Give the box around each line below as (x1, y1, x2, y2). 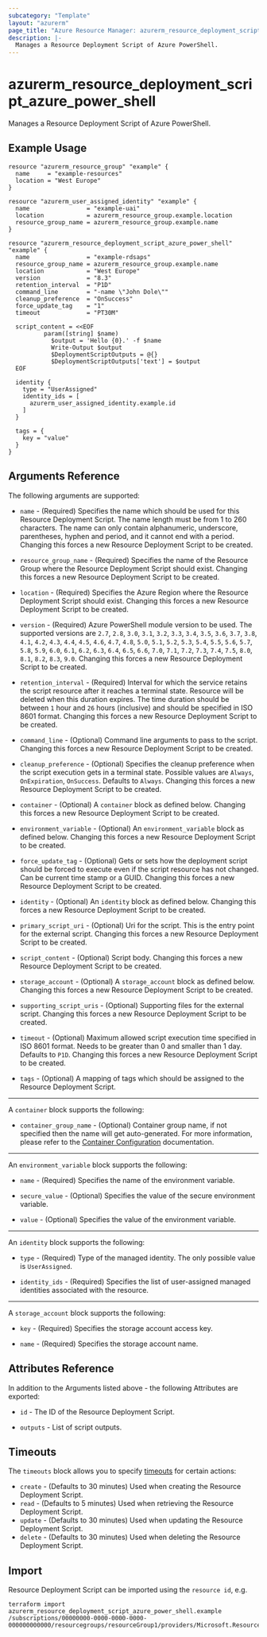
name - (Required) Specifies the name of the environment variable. (19, 1175, 235, 1185)
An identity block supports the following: (8, 1237, 145, 1247)
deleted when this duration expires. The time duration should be (19, 694, 230, 704)
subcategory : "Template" (8, 11, 91, 20)
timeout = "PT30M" (15, 308, 119, 316)
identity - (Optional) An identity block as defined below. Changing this (19, 896, 257, 906)
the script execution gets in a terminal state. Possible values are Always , (19, 767, 254, 777)
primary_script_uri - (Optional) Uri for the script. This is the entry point (19, 920, 255, 930)
